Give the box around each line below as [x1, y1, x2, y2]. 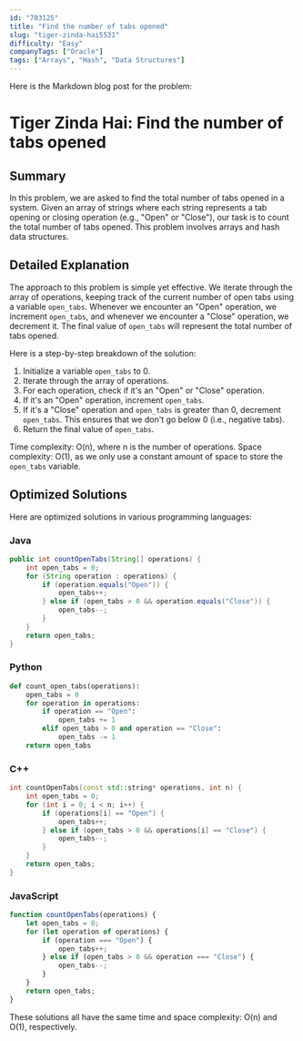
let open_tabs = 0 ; [25, 918, 100, 928]
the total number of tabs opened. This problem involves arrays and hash [9, 222, 280, 232]
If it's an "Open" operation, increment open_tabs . [22, 394, 205, 406]
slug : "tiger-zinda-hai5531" [9, 30, 120, 39]
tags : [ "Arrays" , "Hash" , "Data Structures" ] [9, 56, 185, 65]
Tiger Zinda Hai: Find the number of [9, 113, 284, 133]
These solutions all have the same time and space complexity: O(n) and [9, 1011, 278, 1022]
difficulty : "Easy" [9, 38, 84, 48]
